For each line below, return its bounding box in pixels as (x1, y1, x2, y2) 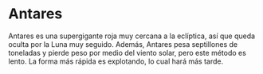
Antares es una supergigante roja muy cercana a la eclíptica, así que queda (8, 31, 256, 41)
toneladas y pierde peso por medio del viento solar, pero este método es (8, 48, 247, 57)
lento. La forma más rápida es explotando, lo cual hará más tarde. (8, 56, 224, 66)
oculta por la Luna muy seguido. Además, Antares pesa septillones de (8, 39, 237, 49)
